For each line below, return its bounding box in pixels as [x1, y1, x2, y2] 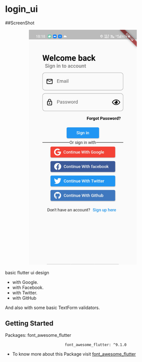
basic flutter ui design [5, 270, 49, 276]
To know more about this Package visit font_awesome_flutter [12, 351, 136, 357]
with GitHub [12, 295, 37, 301]
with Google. [12, 279, 38, 285]
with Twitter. [12, 290, 38, 296]
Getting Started [5, 319, 54, 327]
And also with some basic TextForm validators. [5, 305, 100, 310]
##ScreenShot [5, 20, 35, 26]
